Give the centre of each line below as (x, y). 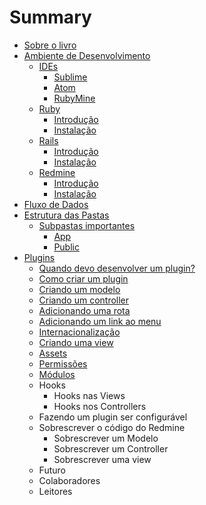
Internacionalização (79, 332)
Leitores (55, 491)
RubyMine (74, 98)
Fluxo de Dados (56, 204)
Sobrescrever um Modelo (106, 438)
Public (66, 247)
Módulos (57, 374)
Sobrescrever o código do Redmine (112, 427)
